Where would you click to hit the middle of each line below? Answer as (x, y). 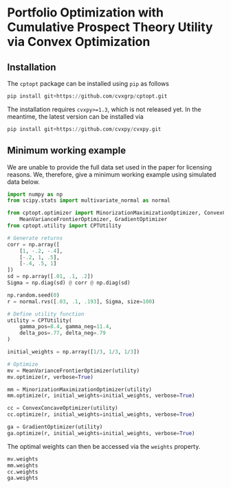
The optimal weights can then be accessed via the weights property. (104, 446)
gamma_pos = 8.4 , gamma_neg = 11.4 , (66, 327)
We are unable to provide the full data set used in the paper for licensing (109, 167)
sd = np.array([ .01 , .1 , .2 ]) (51, 277)
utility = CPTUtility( (40, 321)
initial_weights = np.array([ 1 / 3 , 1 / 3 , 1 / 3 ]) (73, 352)
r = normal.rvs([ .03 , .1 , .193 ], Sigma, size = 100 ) (81, 301)
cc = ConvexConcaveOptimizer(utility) (63, 408)
